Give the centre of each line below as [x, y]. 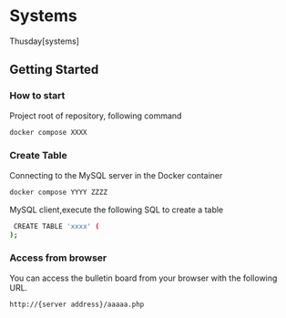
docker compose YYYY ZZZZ [58, 192]
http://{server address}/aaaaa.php [77, 304]
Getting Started [54, 70]
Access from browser [58, 258]
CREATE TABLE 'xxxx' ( [56, 226]
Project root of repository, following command [96, 116]
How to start [37, 96]
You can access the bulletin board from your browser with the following [143, 278]
